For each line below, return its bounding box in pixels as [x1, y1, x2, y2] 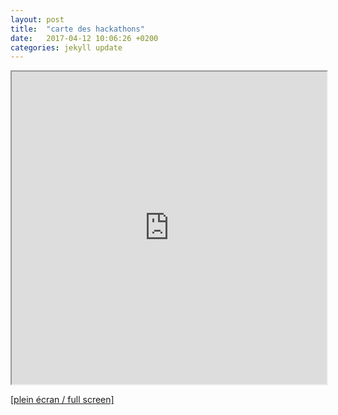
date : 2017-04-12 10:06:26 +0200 [10, 33, 159, 43]
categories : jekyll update [10, 42, 123, 53]
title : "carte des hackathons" [10, 24, 145, 34]
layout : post [10, 14, 65, 25]
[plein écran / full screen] [10, 394, 115, 406]
